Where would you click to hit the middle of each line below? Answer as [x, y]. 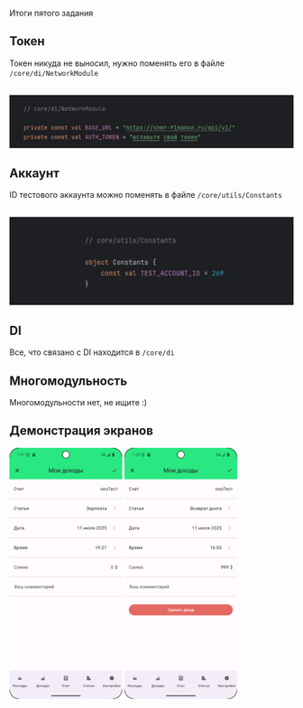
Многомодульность [69, 381]
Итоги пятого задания [51, 13]
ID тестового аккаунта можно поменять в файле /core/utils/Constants [146, 195]
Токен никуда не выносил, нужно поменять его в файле [117, 63]
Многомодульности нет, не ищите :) [78, 403]
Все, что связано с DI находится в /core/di [92, 352]
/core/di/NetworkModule [54, 73]
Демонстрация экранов [81, 431]
